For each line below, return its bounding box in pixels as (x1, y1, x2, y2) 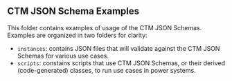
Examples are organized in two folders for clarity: (7, 31, 148, 39)
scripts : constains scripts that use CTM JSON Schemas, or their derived (17, 58, 225, 67)
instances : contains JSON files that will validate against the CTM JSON (17, 44, 220, 52)
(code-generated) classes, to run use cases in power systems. (17, 66, 196, 74)
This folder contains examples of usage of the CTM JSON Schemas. (7, 23, 202, 32)
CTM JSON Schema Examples (7, 5, 140, 17)
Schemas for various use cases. (17, 51, 109, 60)
